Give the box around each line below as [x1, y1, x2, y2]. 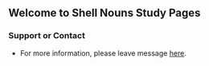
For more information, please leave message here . [19, 48, 187, 58]
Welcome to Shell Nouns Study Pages [8, 6, 201, 20]
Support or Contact [8, 30, 86, 41]
